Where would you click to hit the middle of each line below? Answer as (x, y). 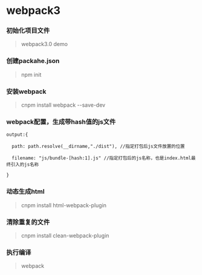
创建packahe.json (33, 61)
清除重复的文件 (28, 222)
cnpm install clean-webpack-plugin (65, 235)
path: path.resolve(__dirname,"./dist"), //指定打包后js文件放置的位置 (99, 147)
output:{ (17, 135)
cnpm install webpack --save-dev (63, 105)
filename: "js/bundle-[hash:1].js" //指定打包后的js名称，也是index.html (102, 158)
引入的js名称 (25, 165)
